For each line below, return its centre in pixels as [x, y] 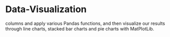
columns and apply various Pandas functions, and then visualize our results [85, 23]
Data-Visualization [46, 9]
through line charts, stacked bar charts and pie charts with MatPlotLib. [80, 28]
